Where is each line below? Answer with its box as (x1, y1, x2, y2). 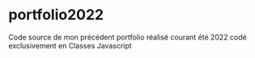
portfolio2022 (8, 6, 104, 24)
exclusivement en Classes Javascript (8, 40, 132, 50)
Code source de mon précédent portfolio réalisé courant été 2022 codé (8, 32, 247, 42)
